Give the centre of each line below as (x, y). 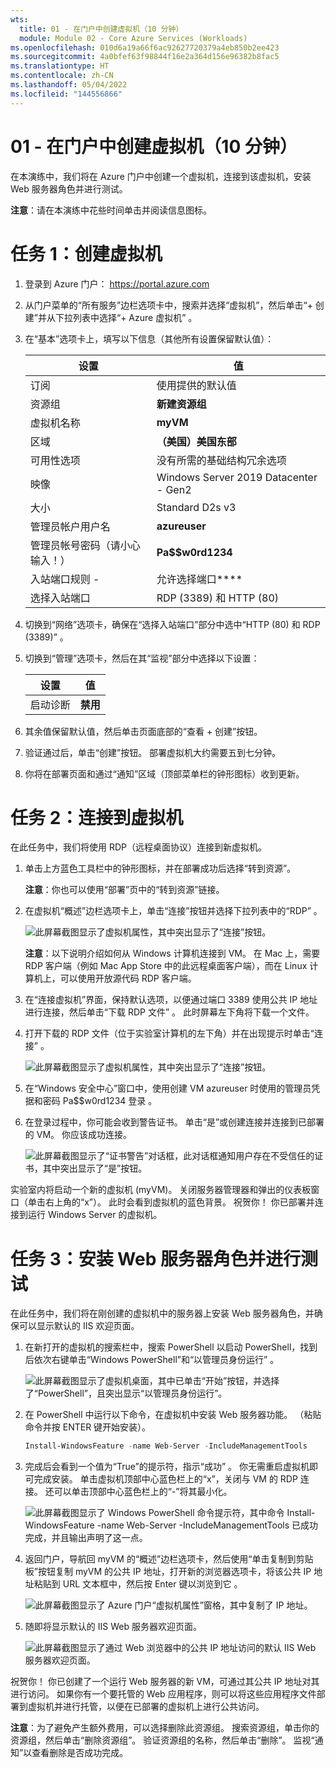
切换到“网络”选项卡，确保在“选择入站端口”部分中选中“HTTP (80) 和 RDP (172, 624)
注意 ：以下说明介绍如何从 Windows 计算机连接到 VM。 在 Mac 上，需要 (172, 953)
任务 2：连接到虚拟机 (97, 817)
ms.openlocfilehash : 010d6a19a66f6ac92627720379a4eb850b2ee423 (145, 47)
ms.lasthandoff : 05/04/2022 (69, 85)
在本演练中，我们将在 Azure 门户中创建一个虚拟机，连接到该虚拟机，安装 (161, 176)
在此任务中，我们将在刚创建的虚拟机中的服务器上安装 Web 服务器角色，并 (162, 1313)
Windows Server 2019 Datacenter (237, 477)
